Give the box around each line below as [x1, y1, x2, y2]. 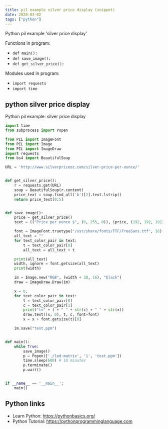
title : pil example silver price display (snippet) [5, 7, 115, 13]
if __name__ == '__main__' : [5, 381, 64, 386]
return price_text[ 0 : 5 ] [14, 197, 64, 202]
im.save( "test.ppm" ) [14, 326, 57, 331]
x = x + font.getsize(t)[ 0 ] [23, 317, 81, 322]
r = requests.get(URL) [14, 183, 61, 188]
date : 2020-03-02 [5, 12, 41, 17]
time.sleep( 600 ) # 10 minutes [23, 358, 86, 363]
